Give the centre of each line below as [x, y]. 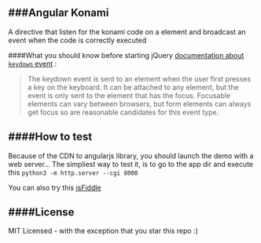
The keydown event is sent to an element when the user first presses [139, 78]
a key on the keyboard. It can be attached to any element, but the [133, 87]
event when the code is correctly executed [77, 40]
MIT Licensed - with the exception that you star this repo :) [103, 231]
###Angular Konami [59, 13]
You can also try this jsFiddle [55, 187]
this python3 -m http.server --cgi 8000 [73, 172]
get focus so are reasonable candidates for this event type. [123, 112]
